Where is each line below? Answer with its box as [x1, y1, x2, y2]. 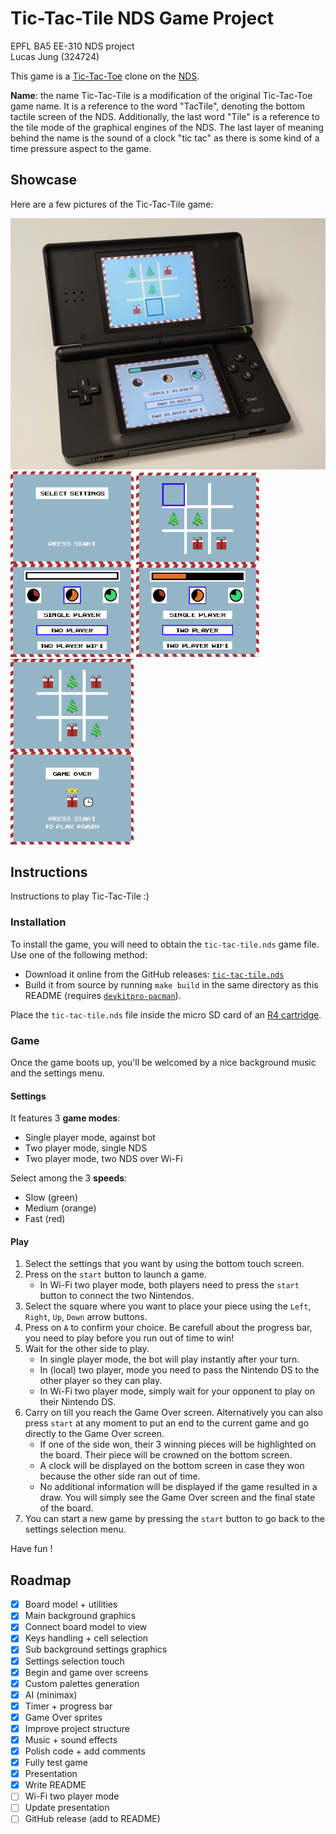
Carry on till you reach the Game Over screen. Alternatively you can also [24, 1407, 323, 1419]
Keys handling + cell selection [24, 1632, 149, 1644]
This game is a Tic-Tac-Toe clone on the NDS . [10, 70, 200, 82]
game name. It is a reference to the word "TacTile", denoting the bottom [10, 100, 306, 112]
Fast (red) [24, 1213, 66, 1225]
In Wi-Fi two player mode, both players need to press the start [39, 1279, 300, 1291]
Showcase [10, 172, 78, 189]
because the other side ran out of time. [39, 1470, 201, 1482]
